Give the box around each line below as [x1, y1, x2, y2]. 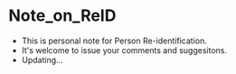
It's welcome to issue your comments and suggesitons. [21, 44, 228, 55]
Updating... [21, 54, 64, 65]
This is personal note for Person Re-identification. [21, 35, 207, 46]
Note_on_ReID [8, 5, 117, 26]
